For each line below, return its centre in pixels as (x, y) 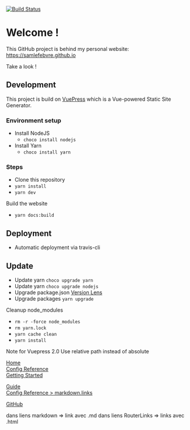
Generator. (19, 105)
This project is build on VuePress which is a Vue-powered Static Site (89, 99)
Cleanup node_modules (34, 310)
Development (31, 85)
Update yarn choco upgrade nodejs (56, 286)
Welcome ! (32, 33)
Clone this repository (40, 180)
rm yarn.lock (30, 328)
